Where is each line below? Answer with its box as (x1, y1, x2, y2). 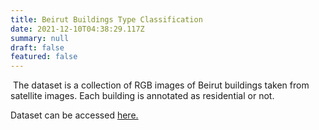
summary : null (10, 33, 70, 43)
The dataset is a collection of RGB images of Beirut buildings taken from (12, 79, 310, 91)
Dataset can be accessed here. (10, 109, 139, 121)
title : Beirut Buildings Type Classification (10, 14, 203, 25)
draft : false (10, 42, 65, 53)
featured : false (10, 52, 78, 62)
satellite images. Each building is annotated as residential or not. (10, 90, 275, 102)
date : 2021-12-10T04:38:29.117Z (10, 24, 145, 34)
